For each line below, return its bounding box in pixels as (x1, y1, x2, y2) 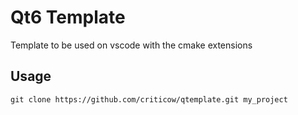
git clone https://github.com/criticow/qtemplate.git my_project (10, 94, 288, 105)
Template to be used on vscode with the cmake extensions (10, 39, 253, 51)
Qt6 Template (10, 6, 126, 29)
